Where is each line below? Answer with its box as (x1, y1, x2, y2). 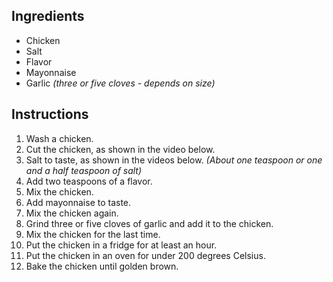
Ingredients (11, 8, 85, 25)
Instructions (11, 106, 89, 123)
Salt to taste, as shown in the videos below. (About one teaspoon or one (25, 154, 323, 166)
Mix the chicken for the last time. (25, 228, 161, 240)
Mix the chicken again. (25, 207, 119, 219)
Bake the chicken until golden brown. (25, 260, 179, 272)
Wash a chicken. (25, 132, 94, 144)
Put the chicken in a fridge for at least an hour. (25, 239, 218, 251)
